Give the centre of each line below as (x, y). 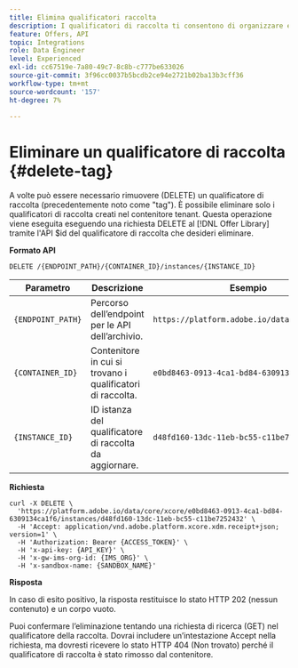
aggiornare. (114, 465)
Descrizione (118, 288)
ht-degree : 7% (35, 100)
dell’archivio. (117, 336)
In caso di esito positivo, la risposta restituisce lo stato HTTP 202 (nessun (143, 600)
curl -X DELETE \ (41, 503)
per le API (110, 326)
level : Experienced (45, 59)
